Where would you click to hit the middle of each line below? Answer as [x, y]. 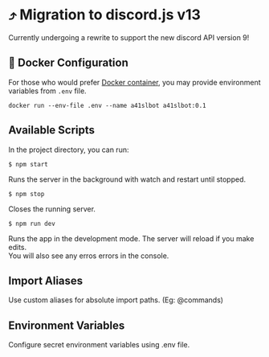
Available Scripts [51, 130]
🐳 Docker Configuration [68, 63]
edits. [17, 247]
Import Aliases [46, 280]
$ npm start [28, 164]
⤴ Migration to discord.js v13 [104, 15]
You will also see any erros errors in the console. [89, 256]
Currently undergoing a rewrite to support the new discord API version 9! [129, 37]
